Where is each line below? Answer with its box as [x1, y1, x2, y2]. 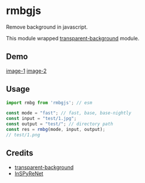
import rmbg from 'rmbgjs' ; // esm [6, 99, 93, 106]
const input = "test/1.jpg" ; [6, 116, 77, 122]
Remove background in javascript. [6, 23, 88, 30]
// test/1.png [6, 132, 41, 138]
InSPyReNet [14, 170, 44, 177]
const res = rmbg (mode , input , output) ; [6, 127, 106, 133]
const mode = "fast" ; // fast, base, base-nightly [6, 110, 132, 116]
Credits [6, 148, 34, 158]
